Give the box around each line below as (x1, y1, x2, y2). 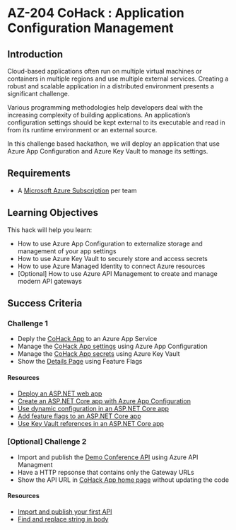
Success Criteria (7, 297, 83, 309)
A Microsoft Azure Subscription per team (17, 186, 137, 195)
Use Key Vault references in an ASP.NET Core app (17, 419, 165, 427)
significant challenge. (7, 90, 70, 98)
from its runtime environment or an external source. (7, 126, 158, 134)
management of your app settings (17, 246, 117, 255)
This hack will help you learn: (7, 225, 93, 234)
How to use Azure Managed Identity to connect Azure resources (17, 262, 206, 270)
